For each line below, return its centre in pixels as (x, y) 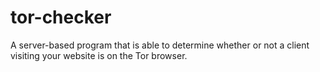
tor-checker (61, 17)
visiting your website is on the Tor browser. (99, 55)
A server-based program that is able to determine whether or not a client (160, 45)
